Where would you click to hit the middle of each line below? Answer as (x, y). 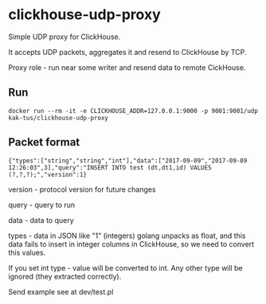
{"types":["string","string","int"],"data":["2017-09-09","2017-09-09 (128, 161)
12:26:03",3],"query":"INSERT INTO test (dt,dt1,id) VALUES (110, 168)
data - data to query (41, 220)
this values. (27, 252)
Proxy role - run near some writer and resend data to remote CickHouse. (127, 67)
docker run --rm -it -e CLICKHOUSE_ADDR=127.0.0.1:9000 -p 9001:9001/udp (133, 111)
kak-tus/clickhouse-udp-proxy (59, 118)
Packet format (44, 142)
